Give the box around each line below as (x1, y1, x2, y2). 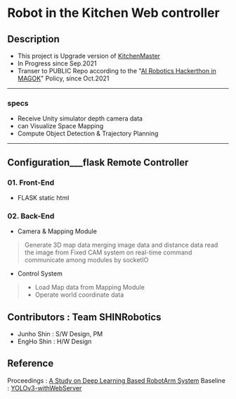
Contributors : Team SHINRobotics (7, 311, 162, 323)
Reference (7, 357, 54, 369)
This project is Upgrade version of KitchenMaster (17, 51, 160, 60)
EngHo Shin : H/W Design (17, 337, 92, 346)
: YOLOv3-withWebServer (7, 383, 82, 392)
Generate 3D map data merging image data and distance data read (24, 241, 218, 250)
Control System (17, 269, 63, 278)
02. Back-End (7, 211, 55, 221)
